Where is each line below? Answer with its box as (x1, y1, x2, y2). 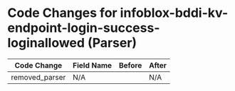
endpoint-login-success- (7, 20, 160, 36)
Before (118, 60, 142, 70)
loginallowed (7, 35, 85, 51)
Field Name (72, 60, 113, 70)
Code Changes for (7, 5, 117, 21)
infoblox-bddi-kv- (120, 5, 229, 21)
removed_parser (11, 72, 66, 82)
